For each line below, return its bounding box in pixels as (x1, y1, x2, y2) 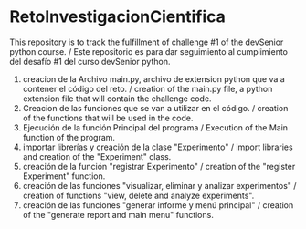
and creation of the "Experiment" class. (22, 151, 172, 161)
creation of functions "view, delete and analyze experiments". (22, 190, 255, 201)
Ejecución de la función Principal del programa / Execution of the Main (22, 121, 289, 133)
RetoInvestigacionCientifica (9, 6, 227, 27)
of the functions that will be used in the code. (22, 112, 194, 123)
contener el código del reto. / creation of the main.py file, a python (22, 83, 273, 94)
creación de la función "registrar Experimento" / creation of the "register (22, 161, 296, 172)
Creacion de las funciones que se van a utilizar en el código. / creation (22, 102, 289, 113)
